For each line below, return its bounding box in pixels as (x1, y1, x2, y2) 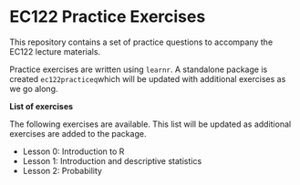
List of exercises (9, 100, 74, 111)
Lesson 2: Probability (22, 165, 103, 176)
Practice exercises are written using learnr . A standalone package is (9, 64, 268, 75)
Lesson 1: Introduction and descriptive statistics (22, 155, 202, 166)
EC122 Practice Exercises (9, 6, 206, 27)
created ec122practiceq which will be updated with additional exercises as (9, 73, 286, 84)
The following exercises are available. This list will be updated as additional (9, 118, 292, 129)
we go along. (9, 83, 58, 94)
